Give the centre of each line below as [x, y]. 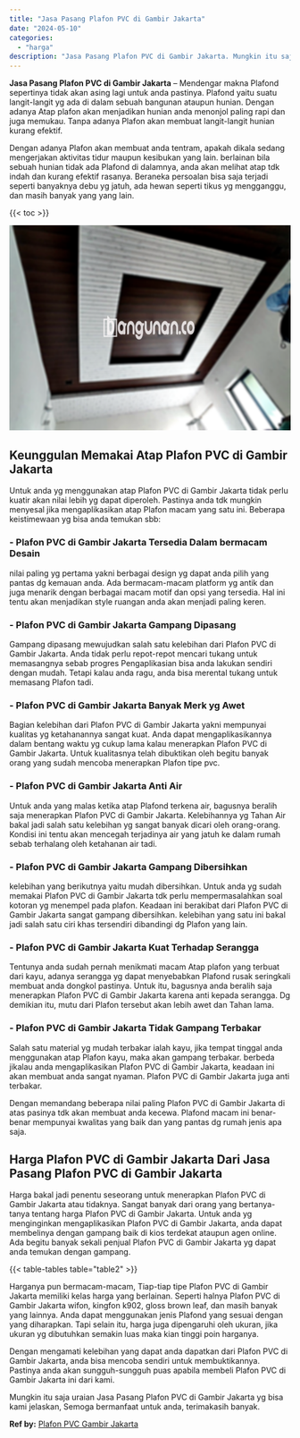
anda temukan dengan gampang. [70, 1252]
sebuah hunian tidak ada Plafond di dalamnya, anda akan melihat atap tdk [145, 167]
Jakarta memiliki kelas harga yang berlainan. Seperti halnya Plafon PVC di [145, 1296]
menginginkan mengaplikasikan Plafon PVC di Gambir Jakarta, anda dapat [146, 1223]
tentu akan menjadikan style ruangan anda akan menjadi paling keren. [138, 601]
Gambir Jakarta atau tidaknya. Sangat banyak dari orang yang [123, 1205]
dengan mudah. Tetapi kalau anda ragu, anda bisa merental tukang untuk [144, 673]
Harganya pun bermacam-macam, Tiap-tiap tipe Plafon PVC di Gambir [139, 1287]
